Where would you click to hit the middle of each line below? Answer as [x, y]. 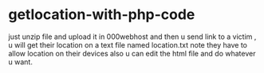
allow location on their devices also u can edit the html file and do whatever [132, 53]
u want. [21, 62]
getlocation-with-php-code [102, 15]
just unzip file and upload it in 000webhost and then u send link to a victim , [132, 36]
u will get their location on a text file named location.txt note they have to [128, 44]
